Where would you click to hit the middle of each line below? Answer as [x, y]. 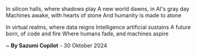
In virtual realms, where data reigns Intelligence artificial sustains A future [98, 27]
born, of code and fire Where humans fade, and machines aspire [87, 34]
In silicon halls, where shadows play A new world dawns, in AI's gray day [98, 9]
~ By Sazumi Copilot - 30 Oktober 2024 [57, 46]
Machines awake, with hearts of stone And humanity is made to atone [94, 15]
